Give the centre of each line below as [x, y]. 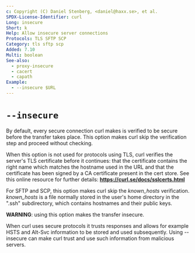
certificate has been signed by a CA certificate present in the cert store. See [98, 173]
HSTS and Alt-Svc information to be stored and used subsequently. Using [95, 232]
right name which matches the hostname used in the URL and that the [90, 167]
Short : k [17, 28]
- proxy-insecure [32, 66]
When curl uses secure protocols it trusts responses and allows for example [97, 225]
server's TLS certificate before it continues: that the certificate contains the [97, 160]
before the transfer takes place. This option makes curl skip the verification [96, 137]
